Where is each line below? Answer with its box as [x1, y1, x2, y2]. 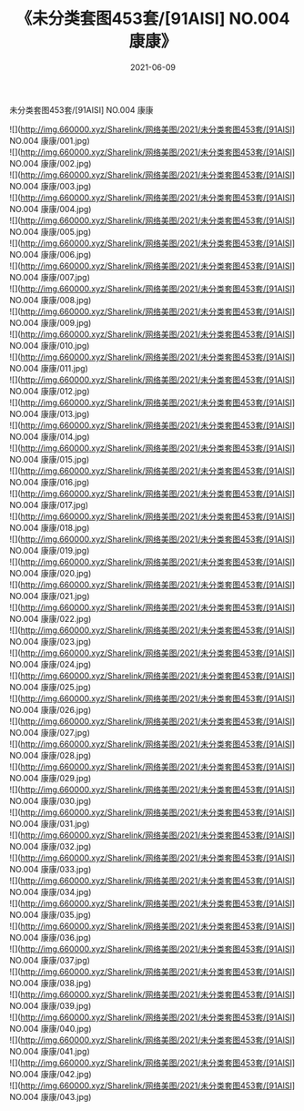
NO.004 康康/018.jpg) [9, 522, 90, 533]
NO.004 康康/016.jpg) [9, 476, 90, 487]
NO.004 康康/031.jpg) [9, 818, 90, 829]
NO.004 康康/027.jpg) [9, 727, 91, 738]
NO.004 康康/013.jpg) [9, 408, 90, 419]
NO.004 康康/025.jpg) [9, 681, 91, 692]
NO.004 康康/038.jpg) [9, 977, 92, 988]
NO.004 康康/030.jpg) [9, 795, 92, 806]
